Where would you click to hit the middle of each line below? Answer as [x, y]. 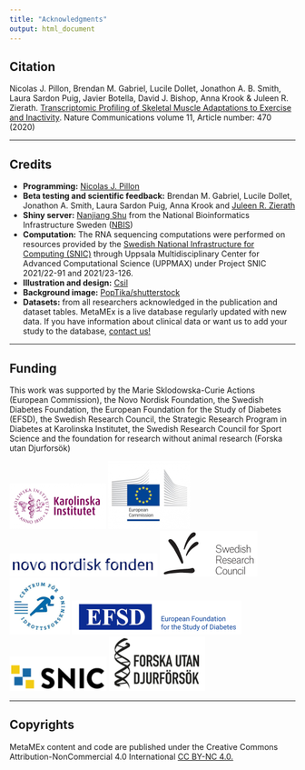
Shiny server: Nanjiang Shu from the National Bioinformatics [136, 215]
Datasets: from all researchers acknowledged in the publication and [150, 302]
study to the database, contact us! [87, 331]
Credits [31, 164]
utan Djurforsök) [40, 448]
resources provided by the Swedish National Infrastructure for [138, 245]
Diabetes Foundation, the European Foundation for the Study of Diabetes [145, 409]
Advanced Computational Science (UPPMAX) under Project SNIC [144, 264]
